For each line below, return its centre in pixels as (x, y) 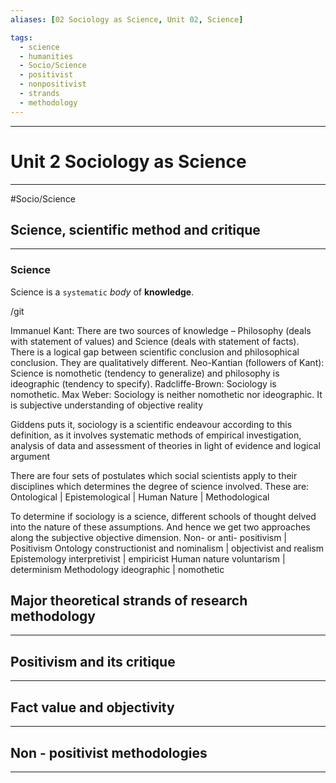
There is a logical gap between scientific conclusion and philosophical (155, 352)
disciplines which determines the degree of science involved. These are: (160, 486)
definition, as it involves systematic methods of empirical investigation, (156, 435)
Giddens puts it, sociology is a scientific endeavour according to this (151, 424)
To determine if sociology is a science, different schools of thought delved (163, 516)
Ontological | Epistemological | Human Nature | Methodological (140, 497)
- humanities (46, 56)
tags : (21, 37)
